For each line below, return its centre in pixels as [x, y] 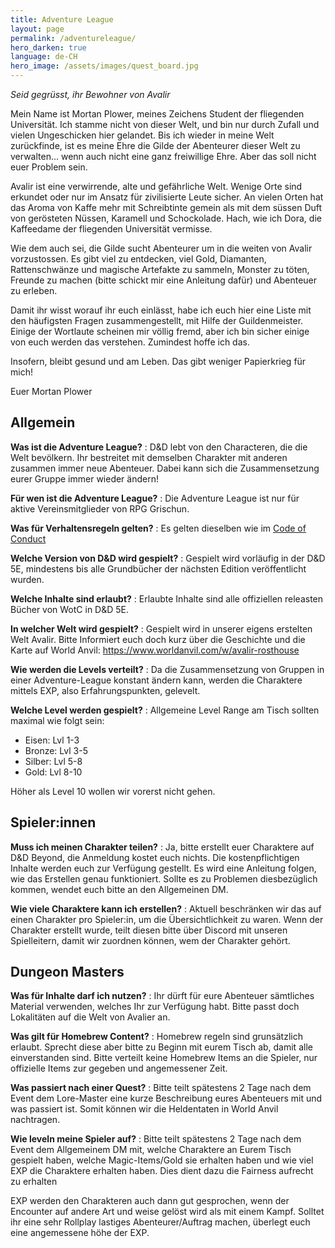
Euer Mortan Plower [51, 391]
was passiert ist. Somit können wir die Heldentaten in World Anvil [144, 1109]
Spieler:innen [53, 822]
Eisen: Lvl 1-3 [52, 740]
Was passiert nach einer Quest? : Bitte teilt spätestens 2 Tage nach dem [161, 1088]
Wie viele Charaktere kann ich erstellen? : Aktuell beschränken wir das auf [166, 908]
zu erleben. [34, 290]
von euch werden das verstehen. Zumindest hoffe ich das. [130, 342]
